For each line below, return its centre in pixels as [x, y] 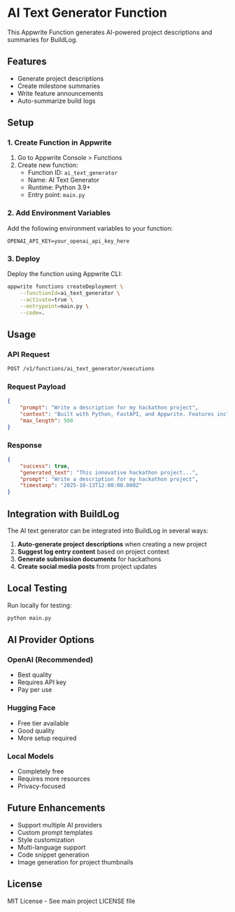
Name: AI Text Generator [64, 180]
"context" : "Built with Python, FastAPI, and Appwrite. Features [117, 414]
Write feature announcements [60, 93]
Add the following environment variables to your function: [90, 228]
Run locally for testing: [40, 605]
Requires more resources [54, 779]
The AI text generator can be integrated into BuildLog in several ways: [108, 530]
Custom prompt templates [55, 832]
